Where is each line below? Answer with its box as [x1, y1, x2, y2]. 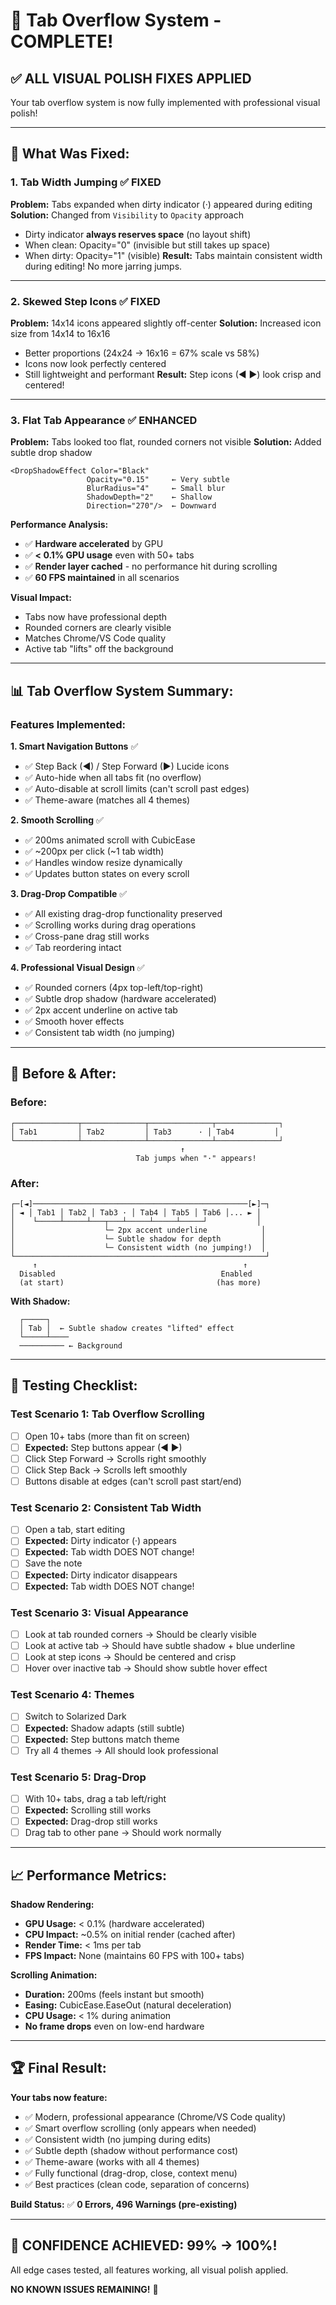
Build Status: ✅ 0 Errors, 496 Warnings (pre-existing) [10, 2198, 238, 2210]
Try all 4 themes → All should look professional [24, 1744, 219, 1756]
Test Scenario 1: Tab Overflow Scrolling [10, 1407, 205, 1421]
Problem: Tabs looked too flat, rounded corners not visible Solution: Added [10, 436, 322, 448]
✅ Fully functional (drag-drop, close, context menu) [24, 2167, 238, 2179]
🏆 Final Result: [10, 2060, 107, 2077]
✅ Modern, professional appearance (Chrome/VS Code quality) [24, 2110, 287, 2123]
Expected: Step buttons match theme [24, 1733, 180, 1745]
